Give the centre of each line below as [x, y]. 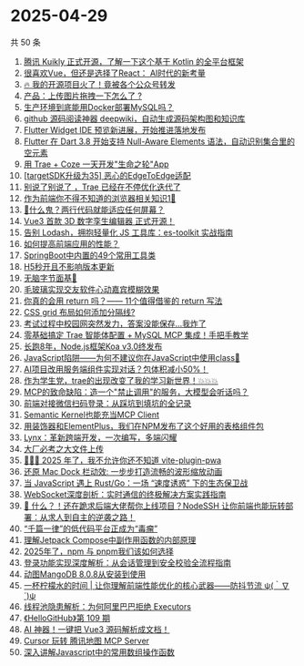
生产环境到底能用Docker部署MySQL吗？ [99, 107]
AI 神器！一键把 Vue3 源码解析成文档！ [96, 629]
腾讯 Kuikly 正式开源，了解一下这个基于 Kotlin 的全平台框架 [134, 61]
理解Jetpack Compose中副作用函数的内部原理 [110, 539]
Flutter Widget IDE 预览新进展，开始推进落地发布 [115, 129]
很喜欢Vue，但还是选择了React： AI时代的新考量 [114, 73]
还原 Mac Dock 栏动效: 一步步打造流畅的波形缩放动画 [123, 471]
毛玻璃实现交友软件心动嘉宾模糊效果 [91, 289]
